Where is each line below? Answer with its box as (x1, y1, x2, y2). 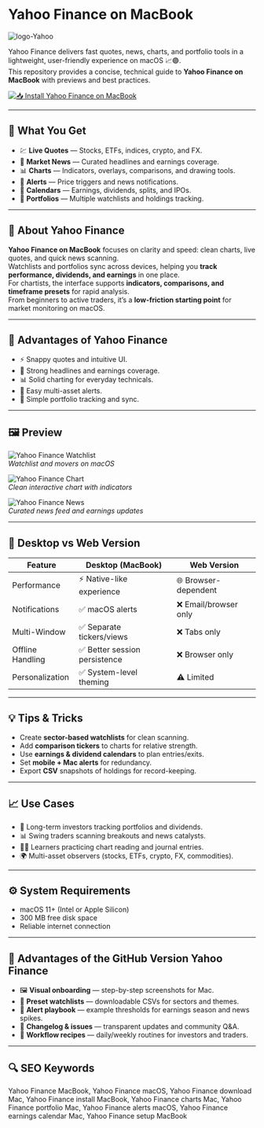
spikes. (19, 1013, 43, 1023)
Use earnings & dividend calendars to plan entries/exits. (19, 749, 204, 758)
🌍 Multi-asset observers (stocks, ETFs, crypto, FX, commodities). (19, 851, 234, 861)
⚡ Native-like (78, 573, 128, 584)
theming (78, 676, 109, 687)
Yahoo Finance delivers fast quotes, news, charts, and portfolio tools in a (8, 46, 244, 56)
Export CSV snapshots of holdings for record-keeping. (19, 765, 196, 776)
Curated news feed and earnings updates (8, 506, 144, 516)
